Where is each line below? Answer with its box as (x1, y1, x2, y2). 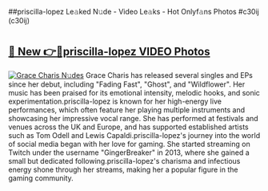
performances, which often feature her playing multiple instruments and (8, 104, 246, 115)
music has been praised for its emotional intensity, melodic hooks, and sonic (8, 87, 260, 97)
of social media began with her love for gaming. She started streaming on (8, 139, 250, 148)
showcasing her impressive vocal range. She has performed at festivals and (8, 113, 258, 123)
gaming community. (8, 173, 74, 183)
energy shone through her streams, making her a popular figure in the (8, 165, 238, 174)
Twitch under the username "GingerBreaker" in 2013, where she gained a (8, 148, 250, 157)
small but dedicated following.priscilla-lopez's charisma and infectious (8, 156, 241, 165)
